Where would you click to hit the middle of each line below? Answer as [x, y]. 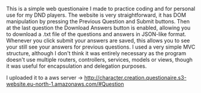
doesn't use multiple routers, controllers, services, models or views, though [100, 60]
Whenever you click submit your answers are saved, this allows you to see [98, 40]
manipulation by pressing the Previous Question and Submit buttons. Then [98, 21]
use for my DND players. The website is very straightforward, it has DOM [96, 15]
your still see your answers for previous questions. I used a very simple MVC [101, 47]
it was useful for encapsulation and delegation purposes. [76, 66]
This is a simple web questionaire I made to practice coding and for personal [101, 9]
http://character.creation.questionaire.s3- [136, 78]
